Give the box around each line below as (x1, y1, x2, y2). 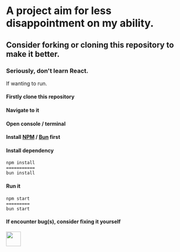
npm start (6, 195, 30, 202)
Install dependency (6, 147, 54, 154)
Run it (6, 183, 20, 190)
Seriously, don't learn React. (6, 66, 89, 74)
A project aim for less (6, 4, 112, 18)
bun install (6, 170, 35, 176)
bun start (6, 206, 30, 212)
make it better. (6, 49, 60, 59)
